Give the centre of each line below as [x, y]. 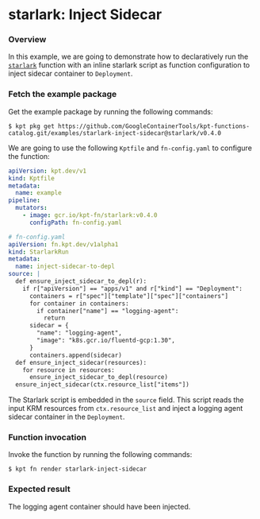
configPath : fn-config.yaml [76, 223]
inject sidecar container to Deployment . [71, 74]
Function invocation [48, 437]
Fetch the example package [63, 95]
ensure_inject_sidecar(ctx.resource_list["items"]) [103, 385]
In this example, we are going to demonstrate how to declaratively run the [128, 56]
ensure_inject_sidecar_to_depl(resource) [99, 378]
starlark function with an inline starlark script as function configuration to [129, 65]
